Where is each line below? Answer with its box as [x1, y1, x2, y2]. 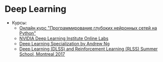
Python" [19, 30, 36, 36]
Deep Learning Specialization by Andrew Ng [19, 40, 110, 46]
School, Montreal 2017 [19, 51, 65, 57]
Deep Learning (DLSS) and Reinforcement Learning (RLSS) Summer [19, 46, 158, 52]
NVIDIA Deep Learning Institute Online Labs [19, 35, 109, 41]
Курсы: [11, 20, 27, 26]
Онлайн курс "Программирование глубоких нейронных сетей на [19, 25, 157, 31]
